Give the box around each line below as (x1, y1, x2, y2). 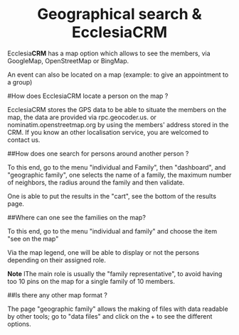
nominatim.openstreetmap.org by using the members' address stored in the (7, 120, 229, 128)
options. (7, 319, 32, 328)
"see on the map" (7, 234, 59, 243)
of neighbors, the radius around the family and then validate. (7, 178, 185, 187)
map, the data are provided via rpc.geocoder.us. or (7, 113, 156, 121)
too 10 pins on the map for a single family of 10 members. (7, 277, 176, 285)
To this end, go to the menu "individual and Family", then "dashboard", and (7, 163, 226, 171)
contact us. (7, 136, 41, 144)
